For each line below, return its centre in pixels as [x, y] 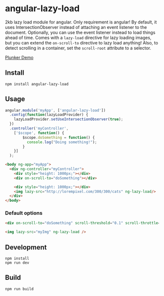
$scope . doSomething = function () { [59, 137]
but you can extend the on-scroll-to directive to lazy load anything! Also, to [82, 42]
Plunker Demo [19, 57]
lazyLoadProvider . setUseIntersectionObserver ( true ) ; [69, 119]
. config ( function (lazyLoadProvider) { [49, 115]
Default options [24, 213]
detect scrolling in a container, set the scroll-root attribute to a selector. [78, 48]
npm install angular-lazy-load [37, 84]
